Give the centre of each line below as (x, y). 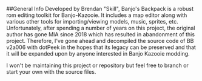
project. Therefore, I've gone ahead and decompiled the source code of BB (100, 41)
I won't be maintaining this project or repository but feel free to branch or (98, 65)
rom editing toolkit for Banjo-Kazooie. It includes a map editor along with (97, 15)
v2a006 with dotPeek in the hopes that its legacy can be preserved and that (101, 47)
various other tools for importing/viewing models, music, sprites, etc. (92, 21)
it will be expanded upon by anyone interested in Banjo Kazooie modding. (98, 53)
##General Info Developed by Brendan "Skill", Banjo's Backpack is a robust (100, 9)
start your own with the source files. (51, 72)
